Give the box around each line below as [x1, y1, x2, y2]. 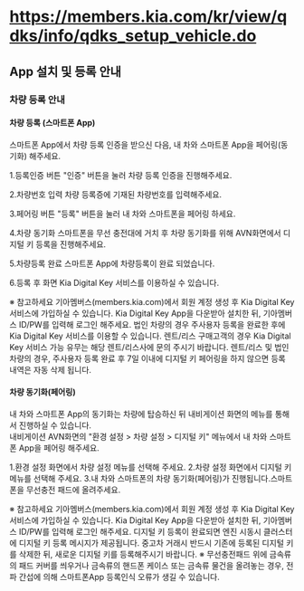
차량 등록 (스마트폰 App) [9, 118, 96, 129]
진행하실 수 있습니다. [18, 419, 92, 431]
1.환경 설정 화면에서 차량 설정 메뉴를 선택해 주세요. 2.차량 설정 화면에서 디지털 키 [9, 462, 292, 472]
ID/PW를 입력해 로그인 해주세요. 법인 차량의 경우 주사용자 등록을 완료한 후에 [18, 319, 286, 329]
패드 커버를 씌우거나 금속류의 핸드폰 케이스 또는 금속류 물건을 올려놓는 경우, [18, 559, 285, 571]
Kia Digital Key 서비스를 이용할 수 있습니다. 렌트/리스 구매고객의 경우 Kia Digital [9, 330, 291, 341]
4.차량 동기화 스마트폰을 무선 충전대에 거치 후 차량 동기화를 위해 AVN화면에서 [9, 227, 282, 238]
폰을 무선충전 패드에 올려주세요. [9, 484, 121, 495]
